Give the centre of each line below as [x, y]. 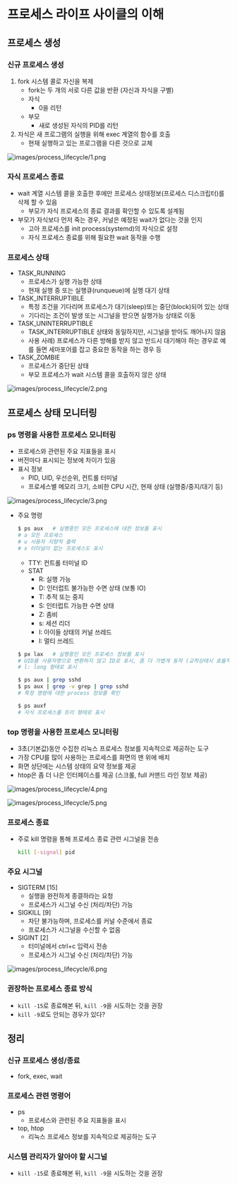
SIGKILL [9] [34, 913]
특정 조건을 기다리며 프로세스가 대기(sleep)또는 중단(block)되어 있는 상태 [128, 307]
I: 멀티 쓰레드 [56, 641]
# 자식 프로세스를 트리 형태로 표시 [61, 712]
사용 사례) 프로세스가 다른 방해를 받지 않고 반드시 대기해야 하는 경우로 [123, 341]
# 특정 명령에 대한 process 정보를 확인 [69, 693]
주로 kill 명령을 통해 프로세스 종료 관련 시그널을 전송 [88, 839]
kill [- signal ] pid [46, 852]
